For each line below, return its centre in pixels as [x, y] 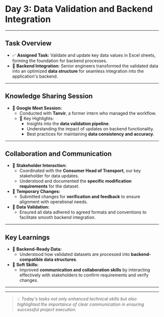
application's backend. [35, 76]
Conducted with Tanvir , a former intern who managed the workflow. [88, 113]
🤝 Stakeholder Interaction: [39, 166]
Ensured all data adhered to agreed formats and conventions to [83, 212]
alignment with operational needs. [53, 202]
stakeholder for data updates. [49, 176]
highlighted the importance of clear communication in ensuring [81, 304]
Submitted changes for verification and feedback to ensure [80, 197]
